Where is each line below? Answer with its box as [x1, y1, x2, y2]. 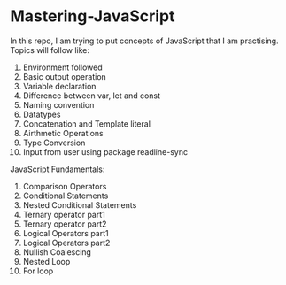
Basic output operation [22, 71, 107, 81]
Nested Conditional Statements [22, 199, 137, 210]
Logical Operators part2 [22, 237, 111, 248]
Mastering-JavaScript [10, 6, 175, 27]
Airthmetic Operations [22, 127, 104, 138]
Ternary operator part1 [22, 209, 105, 220]
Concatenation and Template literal [22, 118, 151, 129]
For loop [22, 266, 54, 276]
